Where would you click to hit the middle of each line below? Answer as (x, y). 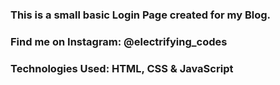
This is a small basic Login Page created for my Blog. (141, 15)
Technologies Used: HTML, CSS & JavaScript (122, 68)
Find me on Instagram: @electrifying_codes (119, 41)
